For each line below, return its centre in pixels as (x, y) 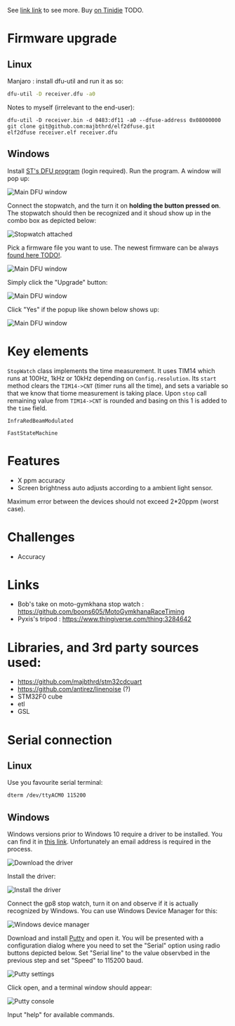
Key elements (48, 351)
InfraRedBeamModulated (40, 421)
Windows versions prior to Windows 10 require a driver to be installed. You (115, 835)
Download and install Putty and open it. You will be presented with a (106, 938)
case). (16, 508)
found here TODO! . (35, 255)
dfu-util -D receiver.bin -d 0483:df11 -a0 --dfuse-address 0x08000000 (114, 120)
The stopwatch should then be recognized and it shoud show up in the (109, 212)
